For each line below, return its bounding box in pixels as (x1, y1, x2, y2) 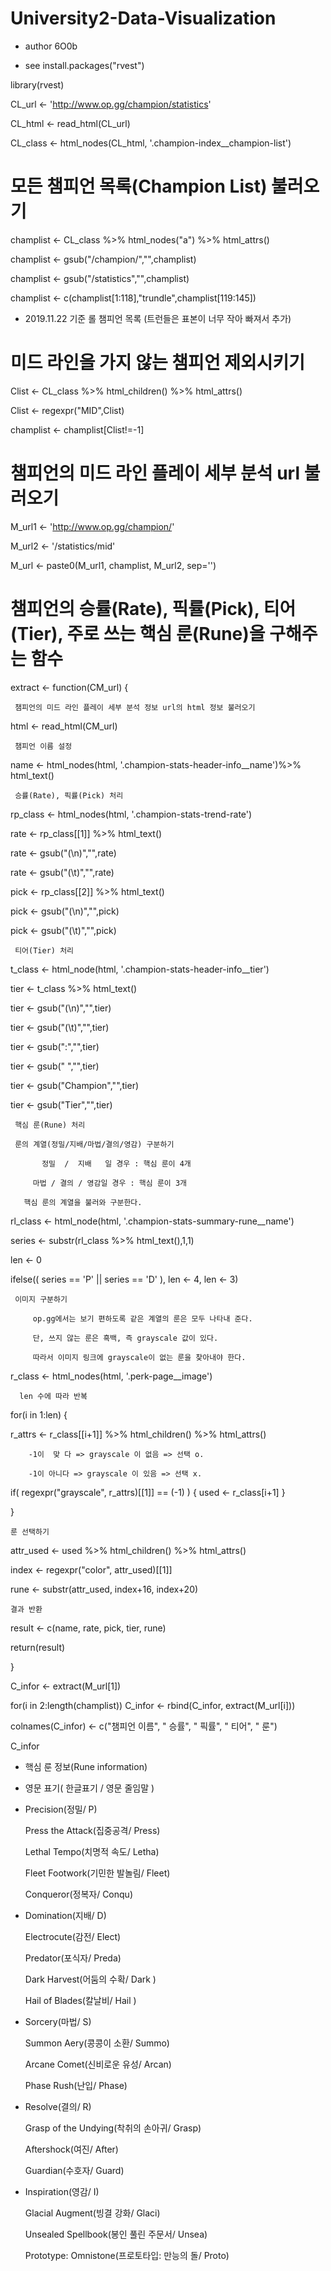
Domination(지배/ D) (24, 1909, 107, 1921)
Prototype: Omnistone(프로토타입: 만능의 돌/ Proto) (24, 2249, 230, 2261)
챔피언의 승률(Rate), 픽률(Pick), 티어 (10, 597, 297, 620)
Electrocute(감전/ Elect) (24, 1930, 122, 1942)
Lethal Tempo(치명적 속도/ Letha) (24, 1845, 160, 1857)
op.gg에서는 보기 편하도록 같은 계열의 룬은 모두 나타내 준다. (32, 1313, 253, 1324)
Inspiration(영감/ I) (24, 2185, 100, 2197)
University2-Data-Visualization (10, 7, 277, 30)
